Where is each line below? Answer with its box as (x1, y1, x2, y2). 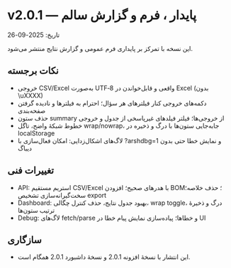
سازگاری (7, 234, 43, 246)
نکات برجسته (7, 65, 59, 77)
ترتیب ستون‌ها (17, 206, 55, 214)
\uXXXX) (17, 91, 44, 99)
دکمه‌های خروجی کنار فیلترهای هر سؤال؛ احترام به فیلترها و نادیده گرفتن (17, 99, 207, 107)
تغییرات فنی (7, 164, 55, 177)
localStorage (17, 128, 55, 138)
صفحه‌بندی (17, 106, 46, 115)
